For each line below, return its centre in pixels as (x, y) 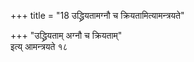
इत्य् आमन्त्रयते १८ (39, 46)
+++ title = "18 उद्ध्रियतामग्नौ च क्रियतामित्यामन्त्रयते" (97, 15)
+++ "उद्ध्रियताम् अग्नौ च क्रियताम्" (66, 35)
